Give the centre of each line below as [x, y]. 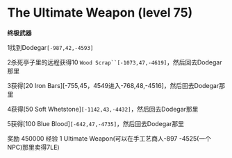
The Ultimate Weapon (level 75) [100, 13]
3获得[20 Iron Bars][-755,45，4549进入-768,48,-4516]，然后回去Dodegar [113, 85]
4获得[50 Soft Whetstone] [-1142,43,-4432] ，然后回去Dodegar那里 [103, 109]
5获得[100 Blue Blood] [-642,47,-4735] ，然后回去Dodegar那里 [96, 123]
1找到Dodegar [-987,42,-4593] [50, 47]
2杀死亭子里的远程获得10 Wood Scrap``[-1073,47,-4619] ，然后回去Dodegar [115, 62]
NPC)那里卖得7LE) [34, 147]
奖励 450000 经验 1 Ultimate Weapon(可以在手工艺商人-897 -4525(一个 [109, 138]
